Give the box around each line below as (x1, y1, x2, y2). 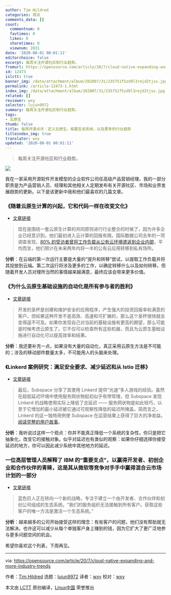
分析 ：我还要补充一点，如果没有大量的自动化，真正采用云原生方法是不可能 (5, 343, 161, 349)
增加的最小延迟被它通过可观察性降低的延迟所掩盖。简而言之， (31, 406, 161, 412)
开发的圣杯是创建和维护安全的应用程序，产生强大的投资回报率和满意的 (17, 306, 165, 313)
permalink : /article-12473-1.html (5, 83, 79, 89)
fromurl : (5, 64, 24, 70)
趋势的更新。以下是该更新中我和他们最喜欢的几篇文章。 (9, 189, 126, 195)
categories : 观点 (5, 12, 41, 17)
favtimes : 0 (10, 31, 36, 36)
